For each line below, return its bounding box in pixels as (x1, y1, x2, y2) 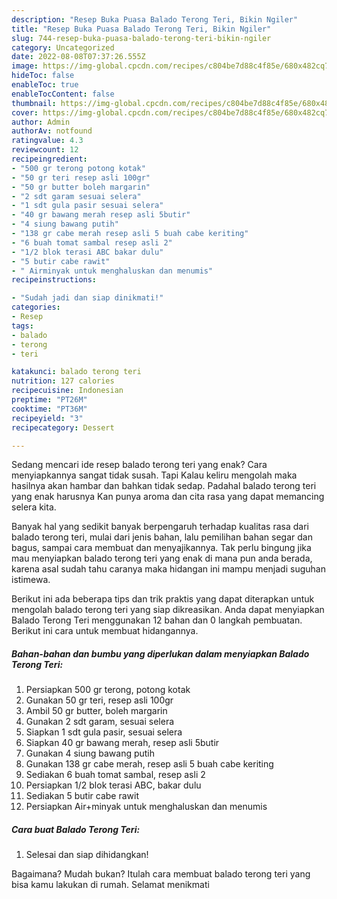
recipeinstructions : (11, 275, 98, 285)
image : (11, 61, 39, 71)
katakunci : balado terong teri (11, 367, 142, 377)
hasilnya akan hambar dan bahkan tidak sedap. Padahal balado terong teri (11, 480, 317, 492)
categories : (11, 302, 61, 313)
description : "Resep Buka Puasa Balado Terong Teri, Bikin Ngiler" (11, 14, 299, 25)
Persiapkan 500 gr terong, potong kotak (25, 684, 191, 696)
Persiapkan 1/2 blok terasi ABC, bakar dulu (25, 779, 202, 791)
